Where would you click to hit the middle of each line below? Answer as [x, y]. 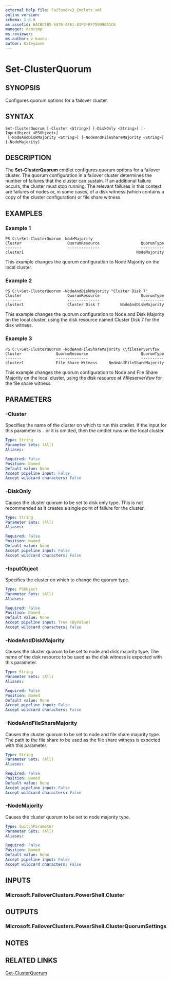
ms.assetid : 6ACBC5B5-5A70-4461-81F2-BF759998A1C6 [61, 24]
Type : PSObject [22, 589]
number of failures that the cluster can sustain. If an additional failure [78, 181]
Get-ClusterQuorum [26, 973]
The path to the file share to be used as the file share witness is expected [83, 740]
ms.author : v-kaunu [26, 39]
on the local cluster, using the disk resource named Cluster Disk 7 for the [82, 320]
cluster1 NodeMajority [85, 253]
